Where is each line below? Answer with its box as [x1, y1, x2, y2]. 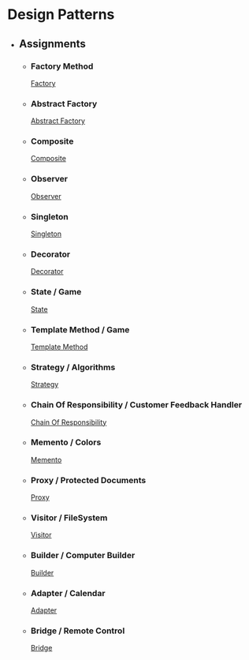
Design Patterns [7, 6, 115, 24]
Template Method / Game [30, 324, 130, 335]
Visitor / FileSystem [30, 512, 108, 523]
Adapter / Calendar [30, 587, 106, 598]
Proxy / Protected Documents [30, 474, 147, 486]
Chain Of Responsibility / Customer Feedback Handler [30, 399, 242, 411]
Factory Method [30, 61, 94, 72]
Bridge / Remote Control [30, 625, 125, 636]
